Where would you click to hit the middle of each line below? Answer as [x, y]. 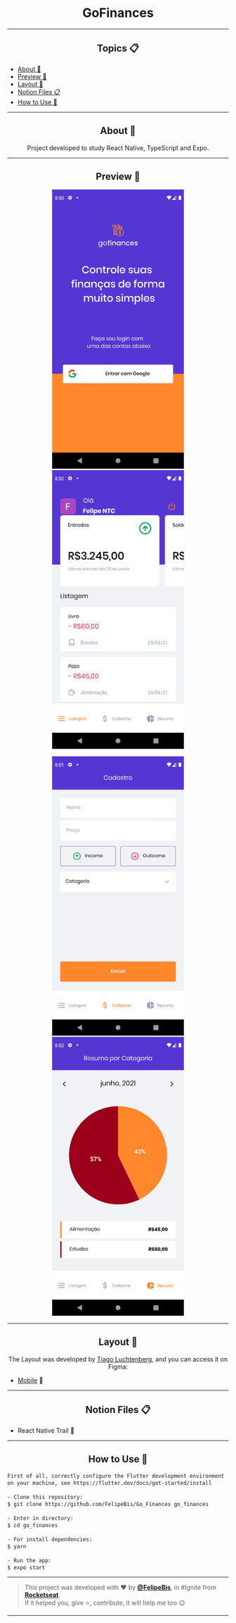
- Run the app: [29, 1561]
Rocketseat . [42, 1595]
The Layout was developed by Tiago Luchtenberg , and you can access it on [118, 1359]
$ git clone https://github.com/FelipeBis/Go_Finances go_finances [108, 1505]
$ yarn [17, 1547]
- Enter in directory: [40, 1519]
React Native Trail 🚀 [46, 1430]
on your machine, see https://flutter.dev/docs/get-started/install [110, 1483]
